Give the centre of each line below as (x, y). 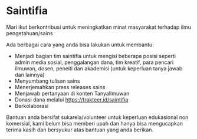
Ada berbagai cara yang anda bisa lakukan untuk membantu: (80, 45)
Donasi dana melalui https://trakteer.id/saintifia (71, 99)
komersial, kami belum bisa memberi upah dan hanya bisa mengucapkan (95, 123)
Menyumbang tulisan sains (47, 81)
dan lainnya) (30, 74)
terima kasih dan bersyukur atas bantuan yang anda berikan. (80, 130)
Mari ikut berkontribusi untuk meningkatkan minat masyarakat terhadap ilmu (99, 27)
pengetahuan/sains (29, 33)
